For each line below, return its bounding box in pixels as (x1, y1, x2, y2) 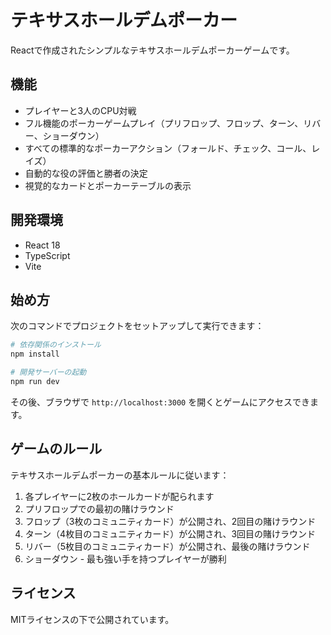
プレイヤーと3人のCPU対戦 (24, 104, 137, 116)
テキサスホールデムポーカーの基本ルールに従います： (10, 469, 230, 481)
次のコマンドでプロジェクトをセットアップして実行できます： (10, 320, 265, 332)
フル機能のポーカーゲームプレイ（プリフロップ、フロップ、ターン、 (24, 117, 304, 129)
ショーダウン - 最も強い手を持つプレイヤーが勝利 (24, 552, 227, 565)
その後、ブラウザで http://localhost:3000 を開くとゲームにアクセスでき (10, 396, 311, 408)
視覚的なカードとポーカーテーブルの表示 (24, 179, 192, 191)
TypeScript (24, 249, 71, 261)
